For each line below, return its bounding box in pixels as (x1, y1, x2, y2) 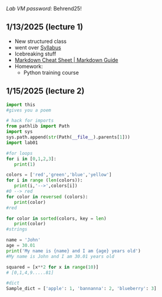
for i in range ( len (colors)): (6, 177, 83, 183)
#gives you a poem (6, 107, 51, 113)
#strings (6, 226, 28, 232)
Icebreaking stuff (14, 50, 57, 57)
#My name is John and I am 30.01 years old (6, 253, 115, 259)
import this (6, 101, 35, 108)
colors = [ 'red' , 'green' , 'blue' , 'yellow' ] (6, 172, 112, 178)
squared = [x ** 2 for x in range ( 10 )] (6, 264, 99, 270)
